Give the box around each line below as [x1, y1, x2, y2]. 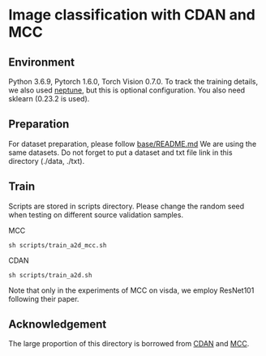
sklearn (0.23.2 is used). [8, 94, 90, 103]
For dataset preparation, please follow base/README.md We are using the [8, 139, 257, 148]
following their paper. [8, 294, 79, 303]
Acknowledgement [8, 318, 107, 332]
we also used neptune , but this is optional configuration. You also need [8, 85, 246, 95]
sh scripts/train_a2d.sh [8, 271, 92, 279]
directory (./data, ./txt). [8, 156, 85, 165]
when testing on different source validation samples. [8, 209, 184, 220]
